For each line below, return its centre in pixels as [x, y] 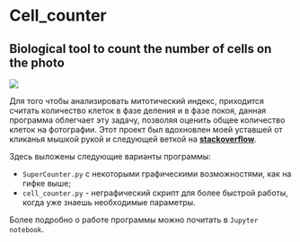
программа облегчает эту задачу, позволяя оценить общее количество [147, 120]
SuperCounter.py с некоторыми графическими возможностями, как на [157, 174]
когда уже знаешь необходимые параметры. [109, 202]
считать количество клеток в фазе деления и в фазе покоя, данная [138, 110]
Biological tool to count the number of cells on [141, 49]
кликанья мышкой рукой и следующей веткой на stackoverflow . [133, 139]
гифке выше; [47, 183]
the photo [37, 62]
